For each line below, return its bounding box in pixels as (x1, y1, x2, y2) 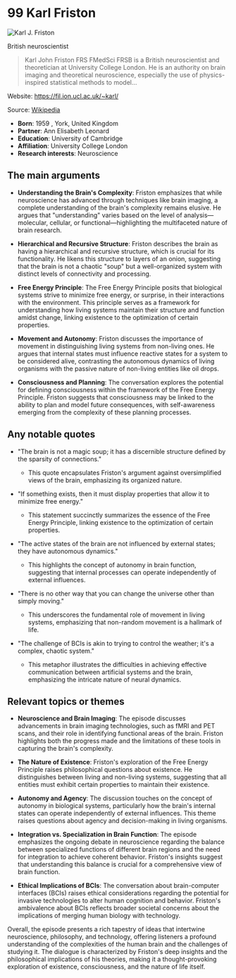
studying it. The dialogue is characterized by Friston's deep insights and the (7, 948, 228, 956)
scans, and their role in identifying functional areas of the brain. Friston (17, 729, 224, 738)
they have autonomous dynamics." (17, 547, 118, 555)
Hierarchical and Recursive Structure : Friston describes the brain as (17, 239, 218, 248)
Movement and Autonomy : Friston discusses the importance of (17, 334, 204, 343)
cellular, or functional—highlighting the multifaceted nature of (49, 218, 228, 227)
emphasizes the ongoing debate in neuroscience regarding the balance (17, 838, 225, 846)
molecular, (17, 218, 48, 227)
